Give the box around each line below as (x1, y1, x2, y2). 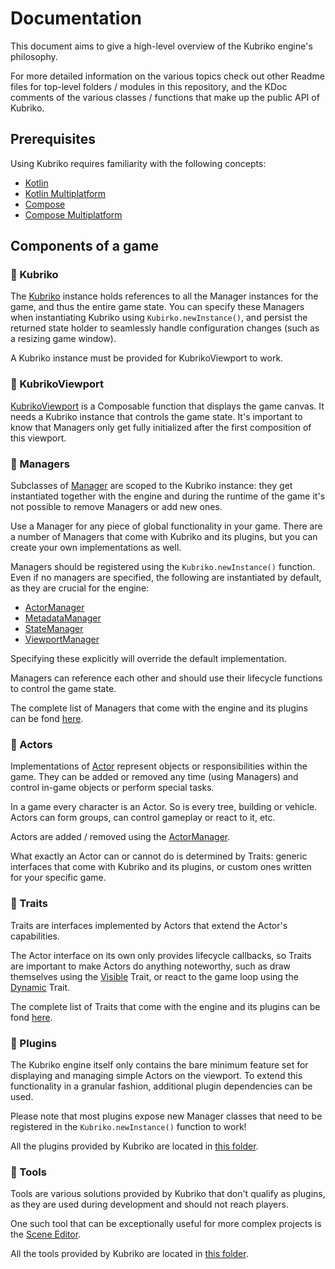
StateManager (24, 623, 84, 635)
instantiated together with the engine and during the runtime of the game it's (10, 490, 326, 502)
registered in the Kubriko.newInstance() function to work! (10, 1120, 247, 1132)
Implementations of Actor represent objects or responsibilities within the (10, 760, 308, 772)
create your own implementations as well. (10, 542, 182, 554)
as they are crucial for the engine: (10, 582, 150, 594)
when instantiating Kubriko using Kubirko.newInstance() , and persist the (10, 312, 308, 324)
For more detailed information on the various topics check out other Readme (10, 70, 325, 82)
